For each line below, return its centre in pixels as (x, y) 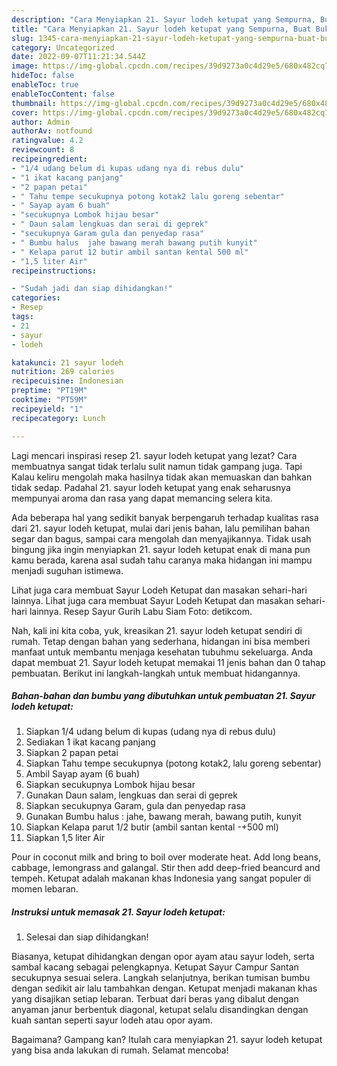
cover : (25, 112)
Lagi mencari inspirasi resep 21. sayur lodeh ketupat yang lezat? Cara (154, 455)
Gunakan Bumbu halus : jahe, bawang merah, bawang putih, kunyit (163, 817)
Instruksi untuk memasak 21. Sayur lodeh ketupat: (118, 912)
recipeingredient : (49, 159)
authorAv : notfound (52, 131)
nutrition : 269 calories (63, 372)
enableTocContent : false (63, 94)
